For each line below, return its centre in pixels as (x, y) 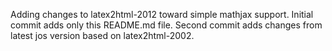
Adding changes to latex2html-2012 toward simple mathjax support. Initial (162, 14)
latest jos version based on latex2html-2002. (102, 35)
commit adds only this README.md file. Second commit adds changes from (166, 25)
